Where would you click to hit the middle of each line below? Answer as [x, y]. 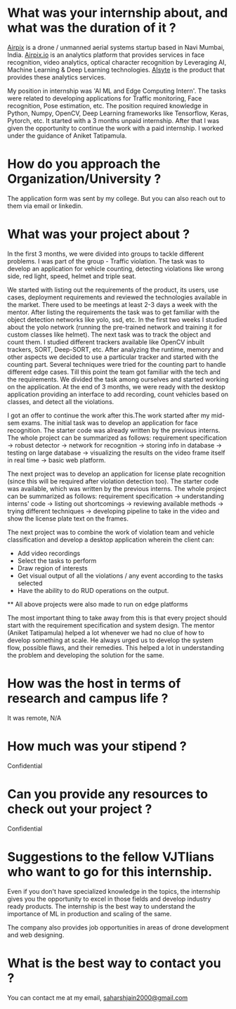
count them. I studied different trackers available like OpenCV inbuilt [106, 341]
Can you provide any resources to [108, 794]
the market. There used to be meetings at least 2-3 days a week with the [112, 304]
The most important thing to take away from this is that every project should [117, 618]
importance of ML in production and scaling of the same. [90, 913]
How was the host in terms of [94, 684]
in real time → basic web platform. [57, 460]
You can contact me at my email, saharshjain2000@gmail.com [98, 997]
